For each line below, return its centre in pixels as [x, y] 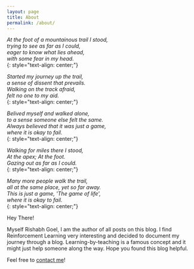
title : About [23, 17]
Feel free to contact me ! [36, 260]
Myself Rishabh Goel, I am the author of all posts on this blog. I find [89, 230]
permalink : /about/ [31, 23]
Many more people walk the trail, [47, 181]
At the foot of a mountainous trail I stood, [57, 40]
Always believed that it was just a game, [56, 126]
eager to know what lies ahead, [46, 52]
